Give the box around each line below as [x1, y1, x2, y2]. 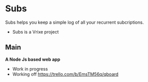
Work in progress [12, 66, 48, 72]
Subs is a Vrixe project [12, 29, 59, 35]
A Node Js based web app [5, 56, 61, 62]
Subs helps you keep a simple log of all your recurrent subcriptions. [5, 19, 144, 25]
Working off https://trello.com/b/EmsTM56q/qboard [12, 71, 119, 77]
